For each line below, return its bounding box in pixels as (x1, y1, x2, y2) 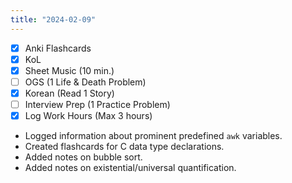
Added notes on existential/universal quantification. (24, 162, 237, 174)
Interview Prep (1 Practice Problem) (24, 98, 171, 110)
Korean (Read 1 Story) (24, 87, 115, 99)
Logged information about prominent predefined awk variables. (24, 130, 283, 142)
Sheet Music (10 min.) (24, 64, 115, 76)
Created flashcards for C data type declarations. (24, 141, 225, 153)
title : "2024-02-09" (10, 14, 97, 25)
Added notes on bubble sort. (24, 151, 143, 163)
